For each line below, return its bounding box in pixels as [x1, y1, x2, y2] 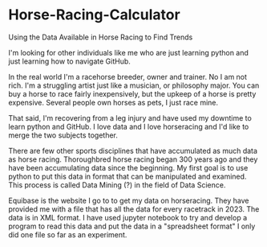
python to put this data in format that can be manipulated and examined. [8, 171, 247, 181]
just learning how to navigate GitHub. [8, 56, 131, 66]
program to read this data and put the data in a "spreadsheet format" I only [8, 221, 256, 231]
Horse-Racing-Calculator [8, 6, 180, 24]
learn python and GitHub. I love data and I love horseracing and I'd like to [8, 121, 249, 131]
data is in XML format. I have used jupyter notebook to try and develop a [8, 212, 248, 222]
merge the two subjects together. [8, 130, 119, 140]
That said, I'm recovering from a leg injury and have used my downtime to [8, 113, 253, 122]
